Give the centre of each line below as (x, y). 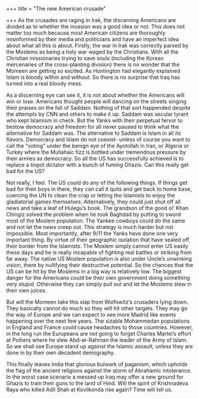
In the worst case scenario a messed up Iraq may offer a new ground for (95, 377)
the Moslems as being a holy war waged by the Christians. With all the (92, 52)
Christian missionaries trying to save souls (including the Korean (85, 58)
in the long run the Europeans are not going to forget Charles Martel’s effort (99, 334)
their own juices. (27, 290)
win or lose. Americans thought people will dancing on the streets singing (96, 101)
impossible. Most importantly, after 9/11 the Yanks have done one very (92, 233)
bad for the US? (25, 171)
